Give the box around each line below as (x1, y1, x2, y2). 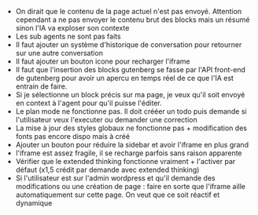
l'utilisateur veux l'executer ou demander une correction (15, 115, 198, 124)
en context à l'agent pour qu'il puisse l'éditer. (15, 98, 163, 107)
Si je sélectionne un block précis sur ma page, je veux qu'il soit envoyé (15, 90, 245, 99)
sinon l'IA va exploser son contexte (15, 24, 130, 32)
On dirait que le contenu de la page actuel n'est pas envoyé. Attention (15, 7, 242, 16)
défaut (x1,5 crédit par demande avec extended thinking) (15, 165, 200, 174)
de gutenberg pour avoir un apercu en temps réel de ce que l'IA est (15, 74, 234, 82)
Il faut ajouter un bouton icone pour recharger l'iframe (15, 56, 190, 66)
